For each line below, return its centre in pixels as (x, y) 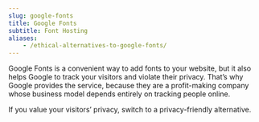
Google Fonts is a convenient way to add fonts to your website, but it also (130, 68)
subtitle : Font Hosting (48, 31)
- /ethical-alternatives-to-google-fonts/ (95, 46)
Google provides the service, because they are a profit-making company (129, 86)
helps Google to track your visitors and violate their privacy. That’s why (126, 77)
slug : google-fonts (41, 16)
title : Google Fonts (43, 23)
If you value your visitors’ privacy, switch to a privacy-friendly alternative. (130, 110)
